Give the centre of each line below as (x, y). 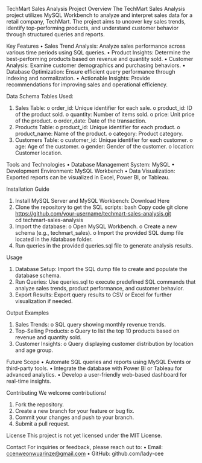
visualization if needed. (44, 301)
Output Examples (28, 313)
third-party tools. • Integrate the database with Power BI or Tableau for (94, 368)
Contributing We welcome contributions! (56, 393)
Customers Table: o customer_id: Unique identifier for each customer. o (104, 140)
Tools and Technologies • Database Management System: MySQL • (90, 164)
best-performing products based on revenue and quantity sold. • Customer (100, 59)
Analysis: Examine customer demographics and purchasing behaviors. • (96, 65)
